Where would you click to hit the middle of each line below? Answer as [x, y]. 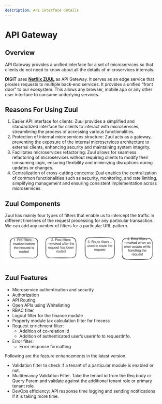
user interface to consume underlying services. [52, 94]
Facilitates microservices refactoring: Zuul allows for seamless [74, 152]
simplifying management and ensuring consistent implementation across [84, 183]
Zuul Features [26, 278]
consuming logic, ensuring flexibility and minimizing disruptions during [82, 163]
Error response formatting [45, 346]
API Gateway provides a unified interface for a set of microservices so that [79, 64]
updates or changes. [33, 168]
